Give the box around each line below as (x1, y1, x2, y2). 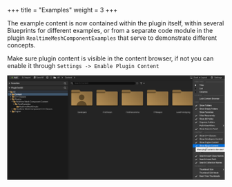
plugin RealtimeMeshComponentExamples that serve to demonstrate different (7, 34, 217, 42)
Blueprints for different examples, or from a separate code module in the (7, 27, 213, 34)
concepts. (7, 41, 36, 49)
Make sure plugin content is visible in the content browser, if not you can (7, 54, 214, 63)
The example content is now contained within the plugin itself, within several (7, 19, 224, 27)
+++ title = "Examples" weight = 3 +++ (7, 6, 118, 14)
